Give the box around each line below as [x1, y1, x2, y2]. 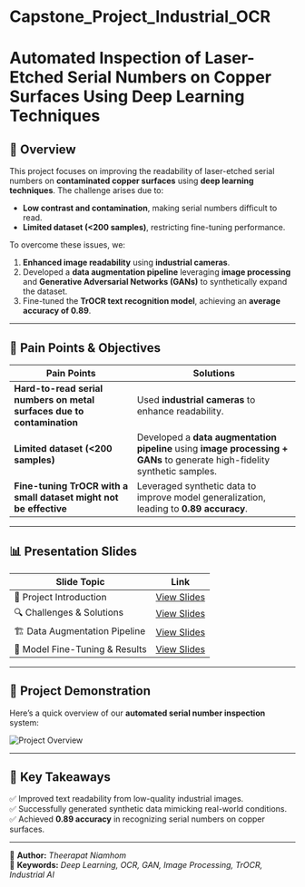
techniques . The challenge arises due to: [9, 185, 164, 196]
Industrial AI [9, 869, 55, 881]
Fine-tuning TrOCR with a [14, 480, 129, 492]
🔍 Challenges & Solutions [14, 606, 124, 619]
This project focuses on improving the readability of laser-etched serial [9, 166, 275, 177]
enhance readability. [136, 405, 224, 417]
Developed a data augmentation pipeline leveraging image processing [22, 267, 291, 278]
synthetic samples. [136, 465, 218, 477]
